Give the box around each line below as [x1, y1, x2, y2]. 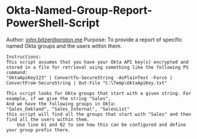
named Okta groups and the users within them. [6, 42, 122, 50]
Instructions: [6, 54, 42, 60]
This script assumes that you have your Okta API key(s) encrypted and [6, 59, 189, 65]
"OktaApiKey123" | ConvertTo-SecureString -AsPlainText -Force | [6, 75, 172, 81]
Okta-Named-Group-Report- [6, 4, 153, 17]
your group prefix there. [6, 126, 71, 133]
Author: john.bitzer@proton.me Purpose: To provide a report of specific [6, 36, 183, 43]
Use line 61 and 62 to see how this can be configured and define [17, 122, 186, 128]
